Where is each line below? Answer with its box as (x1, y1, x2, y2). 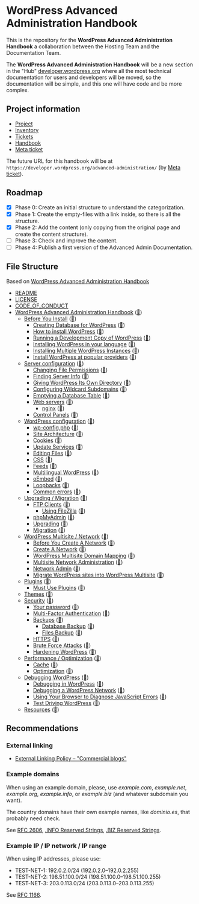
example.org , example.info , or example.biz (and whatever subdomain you (6, 790, 188, 797)
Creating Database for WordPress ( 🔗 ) (32, 321, 125, 329)
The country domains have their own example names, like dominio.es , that (6, 808, 191, 815)
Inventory (14, 126, 39, 133)
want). (6, 797, 22, 804)
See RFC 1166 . (6, 891, 42, 899)
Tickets (14, 133, 34, 140)
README (14, 289, 38, 296)
